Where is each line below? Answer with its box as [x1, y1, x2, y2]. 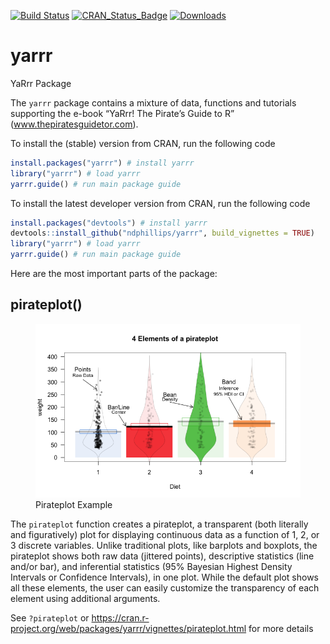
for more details [248, 623, 314, 635]
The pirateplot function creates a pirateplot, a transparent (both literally [10, 518, 309, 530]
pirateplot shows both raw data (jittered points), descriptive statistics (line [10, 550, 315, 562]
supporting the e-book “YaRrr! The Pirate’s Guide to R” [10, 107, 235, 119]
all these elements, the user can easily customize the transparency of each [10, 582, 320, 594]
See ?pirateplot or [10, 612, 90, 624]
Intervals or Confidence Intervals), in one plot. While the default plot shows [10, 571, 319, 584]
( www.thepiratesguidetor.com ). [10, 118, 139, 130]
